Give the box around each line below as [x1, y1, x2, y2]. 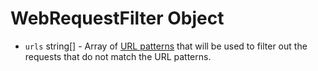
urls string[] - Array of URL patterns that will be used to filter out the [24, 40, 308, 52]
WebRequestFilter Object [10, 7, 225, 30]
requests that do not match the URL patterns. [24, 50, 212, 62]
